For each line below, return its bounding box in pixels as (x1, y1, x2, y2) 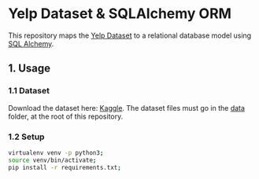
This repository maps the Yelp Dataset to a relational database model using (8, 31, 252, 40)
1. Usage (8, 62, 51, 75)
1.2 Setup (8, 131, 45, 142)
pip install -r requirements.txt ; (8, 163, 122, 171)
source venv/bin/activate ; (8, 156, 97, 164)
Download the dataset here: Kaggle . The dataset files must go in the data (8, 103, 246, 112)
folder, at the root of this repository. (8, 111, 124, 121)
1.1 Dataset (8, 86, 50, 97)
